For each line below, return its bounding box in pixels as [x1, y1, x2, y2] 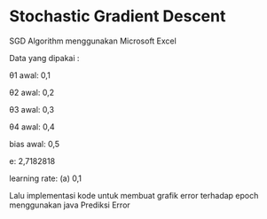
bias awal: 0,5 [9, 138, 60, 149]
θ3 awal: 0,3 [9, 104, 55, 114]
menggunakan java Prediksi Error [9, 199, 130, 210]
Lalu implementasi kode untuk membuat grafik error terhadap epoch [9, 190, 259, 200]
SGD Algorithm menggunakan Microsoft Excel [9, 35, 177, 46]
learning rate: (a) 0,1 [9, 173, 82, 184]
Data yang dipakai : [9, 52, 80, 63]
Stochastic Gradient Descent [9, 6, 226, 27]
